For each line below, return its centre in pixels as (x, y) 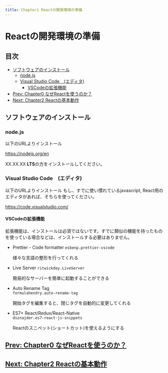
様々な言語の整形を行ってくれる (45, 258)
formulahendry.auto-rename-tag (45, 293)
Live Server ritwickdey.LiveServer (48, 268)
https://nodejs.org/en (27, 154)
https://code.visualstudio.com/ (37, 206)
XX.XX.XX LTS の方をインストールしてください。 (55, 164)
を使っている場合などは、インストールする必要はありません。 (69, 237)
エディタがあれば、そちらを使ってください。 (51, 196)
